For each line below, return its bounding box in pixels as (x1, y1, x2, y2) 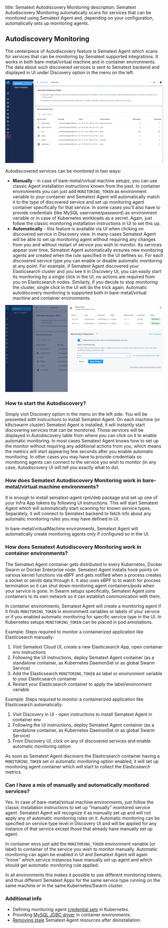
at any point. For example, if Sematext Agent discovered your (12, 263, 139, 269)
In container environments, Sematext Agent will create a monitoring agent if (5, 603, 161, 609)
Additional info (5, 895, 42, 902)
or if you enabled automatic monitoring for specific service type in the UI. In (5, 613, 161, 619)
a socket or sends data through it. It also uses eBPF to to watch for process (5, 577, 161, 583)
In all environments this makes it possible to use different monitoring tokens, (5, 872, 162, 878)
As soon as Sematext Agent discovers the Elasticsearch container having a (5, 753, 160, 759)
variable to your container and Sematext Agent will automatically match (12, 194, 160, 200)
